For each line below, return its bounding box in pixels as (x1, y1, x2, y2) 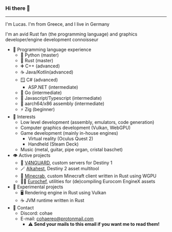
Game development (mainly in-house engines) (20, 130, 119, 136)
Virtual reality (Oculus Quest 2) (28, 136, 94, 142)
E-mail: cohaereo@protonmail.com (20, 216, 94, 222)
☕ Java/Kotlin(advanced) (20, 69, 74, 75)
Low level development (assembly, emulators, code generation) (20, 119, 155, 126)
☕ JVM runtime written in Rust (20, 198, 84, 204)
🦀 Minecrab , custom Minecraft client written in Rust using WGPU (20, 173, 157, 179)
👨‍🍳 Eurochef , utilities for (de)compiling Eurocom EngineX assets (20, 179, 156, 185)
